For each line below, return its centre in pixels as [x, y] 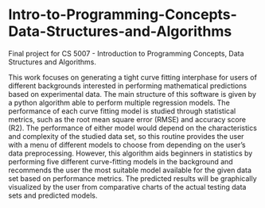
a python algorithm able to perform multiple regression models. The [119, 102]
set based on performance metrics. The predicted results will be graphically [132, 178]
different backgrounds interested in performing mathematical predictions [128, 86]
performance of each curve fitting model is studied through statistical [122, 111]
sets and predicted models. [53, 195]
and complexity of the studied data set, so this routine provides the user [126, 136]
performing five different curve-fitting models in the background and [121, 161]
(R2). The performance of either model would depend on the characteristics [132, 128]
